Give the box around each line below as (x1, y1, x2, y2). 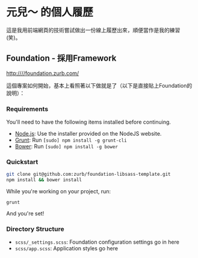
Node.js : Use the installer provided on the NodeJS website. (14, 130, 162, 137)
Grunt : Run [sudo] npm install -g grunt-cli (14, 136, 128, 144)
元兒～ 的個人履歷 (6, 5, 93, 19)
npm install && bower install (6, 177, 82, 183)
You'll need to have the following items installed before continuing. (6, 118, 172, 126)
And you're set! (6, 210, 45, 217)
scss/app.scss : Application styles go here (14, 245, 119, 252)
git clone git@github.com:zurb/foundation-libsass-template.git (6, 172, 171, 178)
